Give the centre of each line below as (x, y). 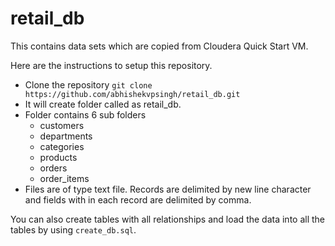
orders (53, 168)
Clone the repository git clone (88, 84)
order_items (64, 178)
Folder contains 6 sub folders (85, 114)
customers (62, 125)
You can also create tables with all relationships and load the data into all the (168, 219)
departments (66, 136)
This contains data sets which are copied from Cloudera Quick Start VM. (159, 46)
